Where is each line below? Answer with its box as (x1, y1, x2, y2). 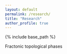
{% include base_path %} (5, 34, 56, 40)
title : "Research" (5, 16, 42, 21)
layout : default (5, 7, 38, 12)
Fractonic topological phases (5, 43, 63, 49)
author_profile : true (5, 20, 49, 26)
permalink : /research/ (5, 12, 51, 17)
